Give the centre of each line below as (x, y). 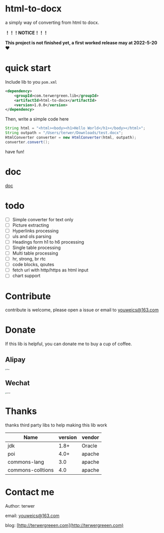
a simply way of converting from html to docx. (52, 22)
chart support (26, 276)
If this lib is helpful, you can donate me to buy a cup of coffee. (69, 344)
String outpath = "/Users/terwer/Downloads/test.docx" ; (64, 133)
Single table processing (37, 248)
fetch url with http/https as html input (50, 270)
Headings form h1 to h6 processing (48, 242)
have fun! (15, 151)
